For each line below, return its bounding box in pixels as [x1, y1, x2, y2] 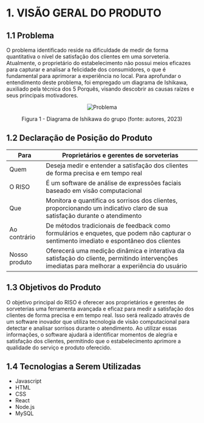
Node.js [15, 404, 35, 411]
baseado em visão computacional [46, 186, 142, 195]
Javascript [15, 377, 42, 385]
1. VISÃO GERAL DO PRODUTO [6, 6, 162, 20]
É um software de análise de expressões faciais [46, 178, 182, 187]
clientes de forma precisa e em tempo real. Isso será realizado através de [6, 311, 190, 319]
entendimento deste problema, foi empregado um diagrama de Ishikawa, [6, 79, 188, 86]
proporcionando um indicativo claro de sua [46, 204, 168, 212]
